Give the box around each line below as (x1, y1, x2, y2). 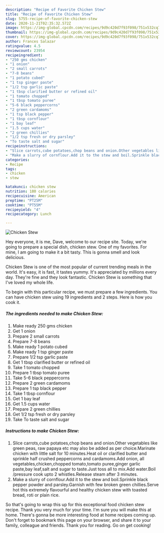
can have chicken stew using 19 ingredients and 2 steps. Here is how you (5, 294, 152, 300)
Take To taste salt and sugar (12, 417, 70, 422)
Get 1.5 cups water (12, 401, 51, 407)
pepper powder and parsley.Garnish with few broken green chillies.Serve (12, 482, 159, 487)
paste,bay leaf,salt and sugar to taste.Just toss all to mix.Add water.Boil (12, 466, 156, 472)
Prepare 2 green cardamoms (12, 380, 71, 386)
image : (5, 25, 19, 30)
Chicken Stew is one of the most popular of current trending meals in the (5, 264, 152, 270)
